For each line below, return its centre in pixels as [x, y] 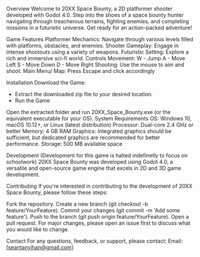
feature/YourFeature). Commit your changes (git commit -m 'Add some [93, 210]
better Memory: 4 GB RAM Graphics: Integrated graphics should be [89, 131]
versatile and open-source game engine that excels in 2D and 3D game [94, 168]
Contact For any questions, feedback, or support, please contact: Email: [95, 241]
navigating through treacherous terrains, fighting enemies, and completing [98, 21]
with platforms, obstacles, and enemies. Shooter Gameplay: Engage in [93, 45]
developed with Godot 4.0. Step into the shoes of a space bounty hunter [95, 15]
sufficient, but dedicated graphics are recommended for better [83, 137]
